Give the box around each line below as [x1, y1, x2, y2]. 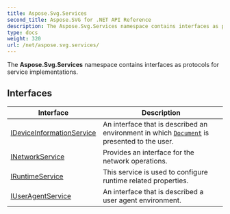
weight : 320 [7, 36, 41, 42]
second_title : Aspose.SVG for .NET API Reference [7, 16, 152, 23]
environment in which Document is [102, 128, 209, 137]
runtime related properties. [102, 176, 189, 185]
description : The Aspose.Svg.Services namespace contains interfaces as [7, 23, 219, 29]
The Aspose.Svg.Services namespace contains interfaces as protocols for [7, 61, 220, 68]
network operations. [102, 156, 168, 165]
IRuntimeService [10, 172, 64, 181]
